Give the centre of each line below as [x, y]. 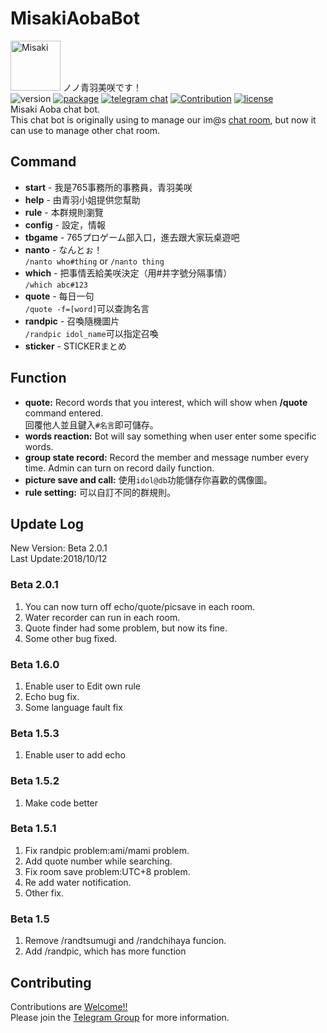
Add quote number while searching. [98, 861]
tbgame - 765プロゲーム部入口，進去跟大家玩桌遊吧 [132, 237]
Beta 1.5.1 [33, 829]
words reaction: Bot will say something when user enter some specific [170, 436]
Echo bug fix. [52, 696]
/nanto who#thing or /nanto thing [94, 261]
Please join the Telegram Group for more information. [120, 1017]
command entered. [64, 413]
